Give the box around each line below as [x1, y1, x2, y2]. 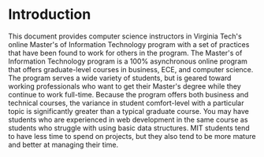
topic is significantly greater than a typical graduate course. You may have [8, 106, 250, 115]
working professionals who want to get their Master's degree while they [8, 81, 242, 91]
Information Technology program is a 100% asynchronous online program [8, 57, 248, 66]
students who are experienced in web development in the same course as [8, 115, 248, 124]
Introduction [8, 5, 91, 24]
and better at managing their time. [8, 140, 119, 149]
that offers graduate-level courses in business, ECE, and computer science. [8, 64, 254, 74]
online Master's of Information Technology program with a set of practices [8, 39, 250, 49]
